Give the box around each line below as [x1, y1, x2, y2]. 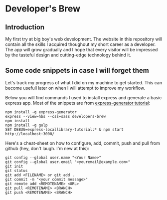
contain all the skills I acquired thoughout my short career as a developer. [5, 41, 156, 47]
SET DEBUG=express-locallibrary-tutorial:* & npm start [5, 127, 124, 132]
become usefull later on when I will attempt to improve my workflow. [5, 85, 146, 91]
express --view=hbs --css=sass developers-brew [5, 114, 106, 119]
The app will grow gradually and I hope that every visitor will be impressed [5, 47, 158, 52]
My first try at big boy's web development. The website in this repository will [5, 36, 163, 42]
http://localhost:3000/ [5, 131, 55, 136]
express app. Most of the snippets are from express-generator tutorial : [5, 100, 151, 106]
